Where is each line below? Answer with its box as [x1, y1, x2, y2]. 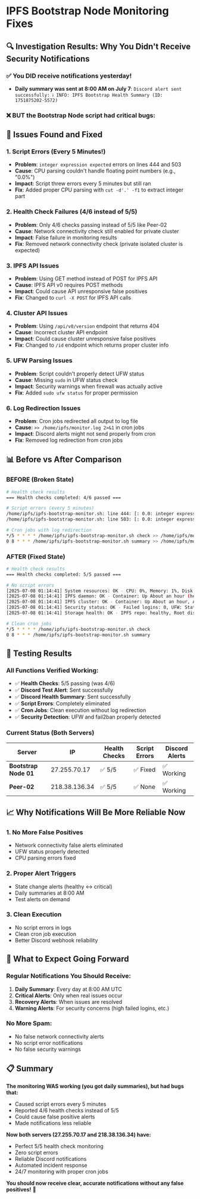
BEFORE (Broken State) [6, 476, 74, 484]
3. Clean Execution [6, 910, 62, 918]
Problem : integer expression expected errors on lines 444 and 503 [14, 161, 182, 168]
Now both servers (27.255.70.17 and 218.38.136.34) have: [6, 1131, 151, 1138]
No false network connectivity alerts [14, 1032, 104, 1040]
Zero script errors [14, 1149, 58, 1156]
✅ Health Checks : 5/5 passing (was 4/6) [14, 680, 115, 687]
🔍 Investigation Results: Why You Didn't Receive [6, 41, 191, 51]
